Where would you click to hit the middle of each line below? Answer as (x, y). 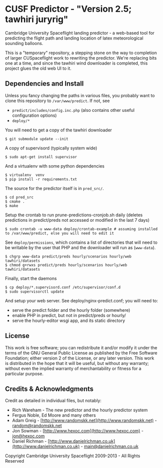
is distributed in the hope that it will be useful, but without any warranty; (77, 363)
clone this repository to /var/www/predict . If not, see (57, 101)
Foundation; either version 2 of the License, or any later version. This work (80, 358)
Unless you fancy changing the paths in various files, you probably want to (80, 95)
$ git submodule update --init (37, 139)
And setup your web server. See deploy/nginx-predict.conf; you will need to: (81, 300)
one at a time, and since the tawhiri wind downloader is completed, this (76, 63)
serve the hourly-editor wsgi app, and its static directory (69, 320)
